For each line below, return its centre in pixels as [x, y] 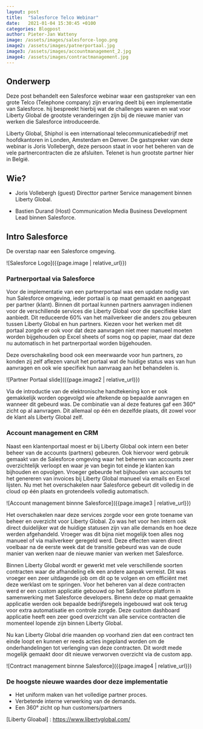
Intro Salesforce [37, 237]
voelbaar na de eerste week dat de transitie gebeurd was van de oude [94, 547]
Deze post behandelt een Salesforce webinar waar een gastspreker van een [101, 96]
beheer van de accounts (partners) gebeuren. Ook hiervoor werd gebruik [98, 453]
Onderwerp [28, 82]
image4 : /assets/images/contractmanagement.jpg [68, 57]
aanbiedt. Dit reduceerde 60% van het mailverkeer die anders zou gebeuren [101, 318]
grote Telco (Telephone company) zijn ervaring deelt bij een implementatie [99, 102]
